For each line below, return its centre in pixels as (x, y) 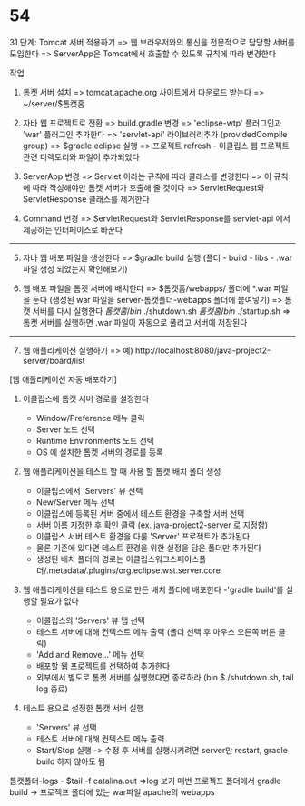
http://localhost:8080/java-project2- (202, 350)
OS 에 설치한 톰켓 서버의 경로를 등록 (100, 452)
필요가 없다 (59, 600)
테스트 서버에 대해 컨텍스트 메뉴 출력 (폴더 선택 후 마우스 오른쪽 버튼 (156, 631)
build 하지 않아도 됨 (71, 761)
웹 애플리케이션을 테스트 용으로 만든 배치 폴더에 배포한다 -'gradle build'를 (153, 589)
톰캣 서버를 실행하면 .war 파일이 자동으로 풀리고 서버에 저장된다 (135, 322)
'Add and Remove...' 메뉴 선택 (90, 654)
